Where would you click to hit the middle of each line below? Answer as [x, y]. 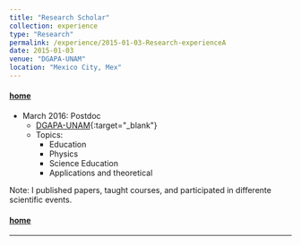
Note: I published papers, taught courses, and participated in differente [140, 190]
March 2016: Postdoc [61, 116]
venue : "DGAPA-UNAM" [48, 59]
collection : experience [54, 26]
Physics [64, 154]
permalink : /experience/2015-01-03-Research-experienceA [118, 42]
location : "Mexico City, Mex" [66, 68]
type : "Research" [42, 34]
